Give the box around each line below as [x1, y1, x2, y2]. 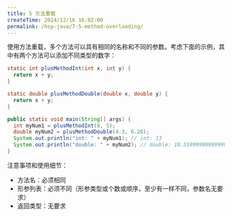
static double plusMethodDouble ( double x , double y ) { [7, 90, 168, 97]
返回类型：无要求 [17, 202, 66, 210]
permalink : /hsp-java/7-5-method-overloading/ [7, 23, 144, 30]
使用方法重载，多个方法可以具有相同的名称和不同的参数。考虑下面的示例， [7, 43, 219, 51]
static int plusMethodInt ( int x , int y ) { [7, 65, 131, 72]
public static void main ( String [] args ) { [7, 115, 131, 123]
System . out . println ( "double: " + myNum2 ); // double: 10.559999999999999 [13, 141, 230, 148]
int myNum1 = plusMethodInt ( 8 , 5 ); [13, 122, 116, 129]
